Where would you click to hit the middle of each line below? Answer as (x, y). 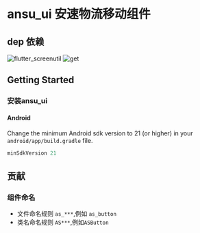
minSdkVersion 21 (32, 153)
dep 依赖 (26, 42)
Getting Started (41, 80)
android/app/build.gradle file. (50, 140)
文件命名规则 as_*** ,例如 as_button (67, 214)
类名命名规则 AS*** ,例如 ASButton (63, 222)
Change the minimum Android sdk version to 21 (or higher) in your (100, 133)
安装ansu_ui (27, 101)
